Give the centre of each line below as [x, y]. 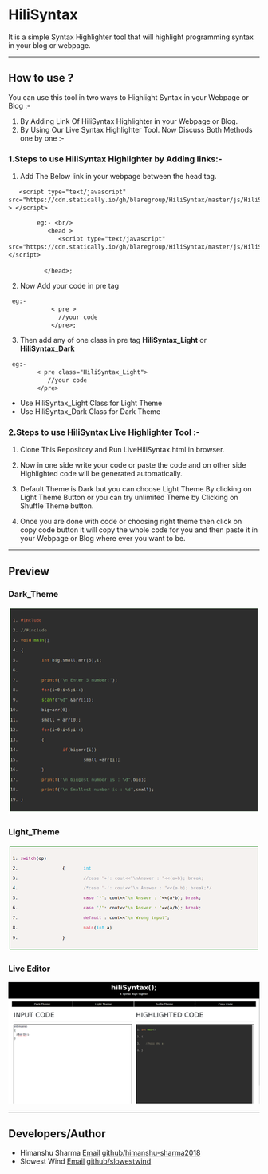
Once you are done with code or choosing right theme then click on [131, 522]
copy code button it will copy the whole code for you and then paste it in [138, 530]
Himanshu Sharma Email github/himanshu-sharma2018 [110, 1153]
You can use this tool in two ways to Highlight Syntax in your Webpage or [129, 97]
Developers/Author [57, 1134]
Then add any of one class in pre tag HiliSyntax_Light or [113, 340]
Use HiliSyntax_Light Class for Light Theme [91, 403]
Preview [29, 571]
